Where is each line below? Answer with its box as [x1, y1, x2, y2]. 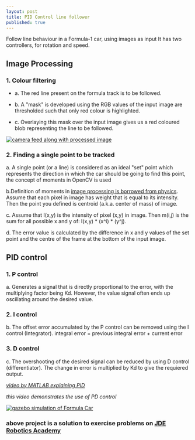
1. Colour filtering [6, 76, 57, 84]
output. [6, 370, 23, 377]
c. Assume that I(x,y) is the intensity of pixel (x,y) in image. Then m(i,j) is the [6, 212, 189, 219]
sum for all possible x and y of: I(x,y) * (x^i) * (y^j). [6, 218, 127, 225]
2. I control [6, 310, 37, 318]
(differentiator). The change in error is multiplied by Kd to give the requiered [6, 364, 189, 371]
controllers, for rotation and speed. [6, 42, 90, 49]
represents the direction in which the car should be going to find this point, [6, 170, 186, 178]
